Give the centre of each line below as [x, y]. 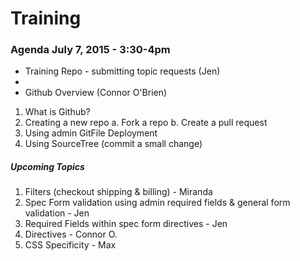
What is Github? [57, 112]
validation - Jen [57, 213]
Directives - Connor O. [71, 234]
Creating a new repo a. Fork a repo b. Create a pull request [146, 123]
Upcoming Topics [47, 167]
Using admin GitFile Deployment [91, 133]
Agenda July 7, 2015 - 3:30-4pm [90, 50]
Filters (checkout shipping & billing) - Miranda [118, 192]
